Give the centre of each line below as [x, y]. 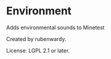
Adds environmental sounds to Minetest [55, 27]
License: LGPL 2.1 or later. [38, 50]
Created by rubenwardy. [36, 39]
